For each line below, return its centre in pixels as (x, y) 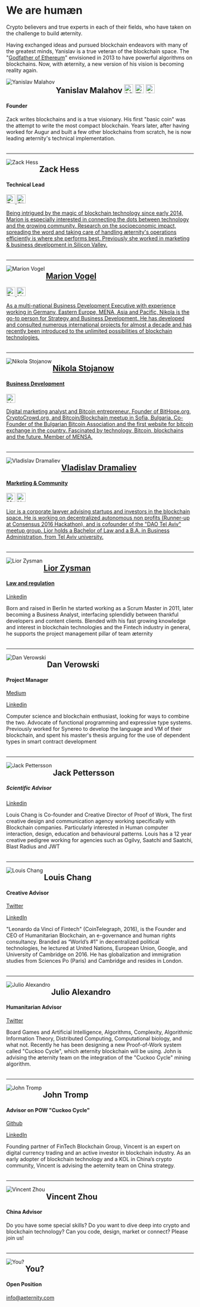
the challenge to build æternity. (44, 33)
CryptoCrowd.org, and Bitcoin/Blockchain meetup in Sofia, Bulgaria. (89, 417)
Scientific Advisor (29, 788)
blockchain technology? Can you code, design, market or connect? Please (97, 1232)
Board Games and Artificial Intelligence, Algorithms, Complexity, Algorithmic (99, 1032)
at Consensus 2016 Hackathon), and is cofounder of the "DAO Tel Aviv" (94, 524)
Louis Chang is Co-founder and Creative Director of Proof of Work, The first (99, 815)
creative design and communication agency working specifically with (91, 821)
